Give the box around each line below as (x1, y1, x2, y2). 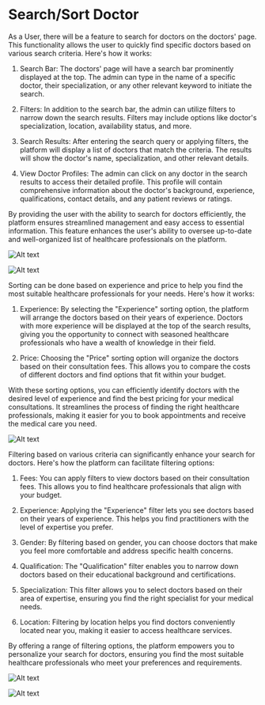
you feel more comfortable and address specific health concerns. (19, 546, 233, 555)
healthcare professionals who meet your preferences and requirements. (8, 658, 243, 667)
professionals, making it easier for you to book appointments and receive (8, 410, 247, 420)
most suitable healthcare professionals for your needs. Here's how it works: (8, 289, 255, 298)
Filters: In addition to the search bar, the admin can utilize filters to (19, 104, 236, 114)
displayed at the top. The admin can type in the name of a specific (19, 72, 236, 81)
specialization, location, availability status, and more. (19, 121, 192, 131)
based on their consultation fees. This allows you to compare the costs (19, 362, 251, 371)
